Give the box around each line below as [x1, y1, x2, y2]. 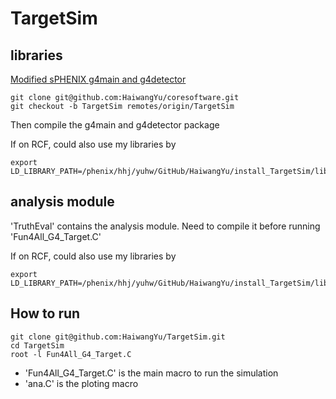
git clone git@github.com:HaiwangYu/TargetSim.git [10, 332, 226, 342]
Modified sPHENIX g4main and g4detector [10, 73, 187, 85]
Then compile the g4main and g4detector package [10, 119, 220, 131]
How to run [10, 305, 81, 322]
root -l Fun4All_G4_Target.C [10, 349, 132, 359]
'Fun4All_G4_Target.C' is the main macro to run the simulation [24, 367, 279, 379]
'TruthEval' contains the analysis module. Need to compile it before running [10, 220, 321, 232]
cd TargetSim [10, 340, 65, 351]
